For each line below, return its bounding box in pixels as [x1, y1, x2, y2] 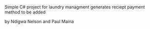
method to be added [4, 9, 46, 15]
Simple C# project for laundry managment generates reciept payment [4, 4, 145, 10]
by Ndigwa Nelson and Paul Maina [4, 19, 74, 24]
